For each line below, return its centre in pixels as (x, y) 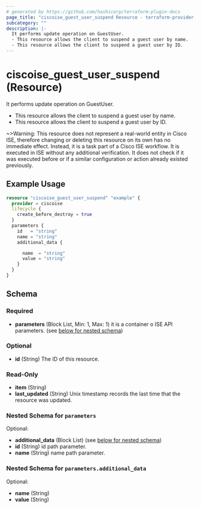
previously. (20, 165)
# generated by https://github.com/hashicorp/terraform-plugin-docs (93, 12)
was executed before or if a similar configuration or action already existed (97, 159)
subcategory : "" (26, 23)
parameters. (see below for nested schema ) (69, 330)
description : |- (26, 28)
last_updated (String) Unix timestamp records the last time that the (98, 394)
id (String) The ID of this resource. (57, 359)
